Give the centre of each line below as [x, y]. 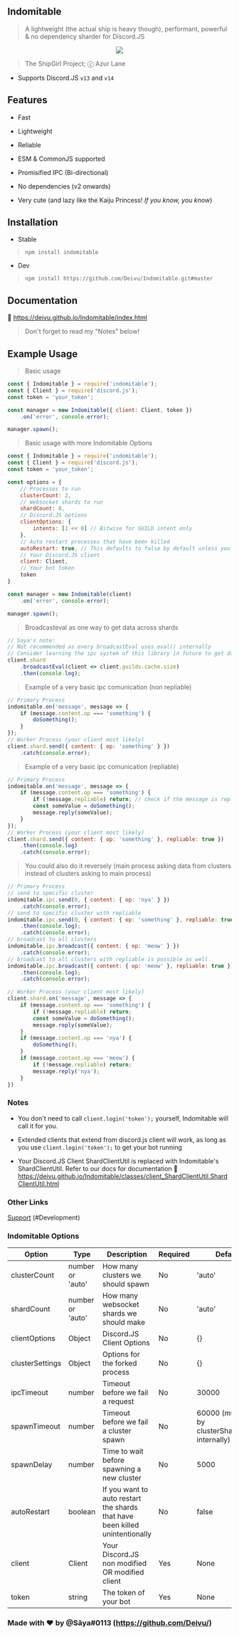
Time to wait [123, 1451]
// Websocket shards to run [62, 502]
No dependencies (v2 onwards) [64, 186]
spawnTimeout [36, 1427]
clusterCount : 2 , [46, 495]
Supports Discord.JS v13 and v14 [66, 78]
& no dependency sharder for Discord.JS [85, 36]
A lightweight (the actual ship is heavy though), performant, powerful [126, 28]
